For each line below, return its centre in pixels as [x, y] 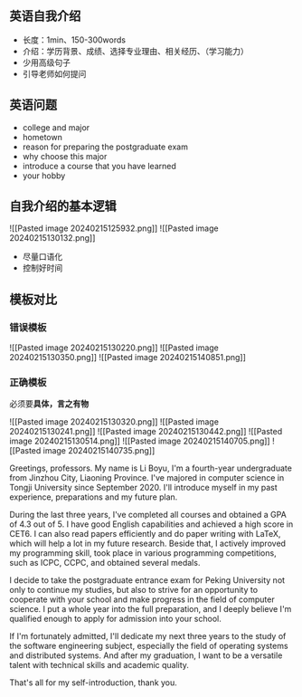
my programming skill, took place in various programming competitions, [143, 553]
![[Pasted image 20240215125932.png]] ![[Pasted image [114, 228]
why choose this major [65, 156]
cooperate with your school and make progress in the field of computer [142, 599]
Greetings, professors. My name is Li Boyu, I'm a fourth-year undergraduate [151, 468]
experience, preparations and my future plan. [94, 497]
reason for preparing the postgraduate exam [105, 147]
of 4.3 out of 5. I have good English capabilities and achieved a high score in [151, 524]
